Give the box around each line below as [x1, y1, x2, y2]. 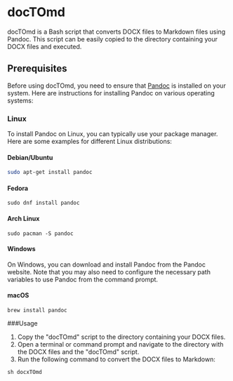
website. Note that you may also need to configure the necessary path [7, 267, 211, 276]
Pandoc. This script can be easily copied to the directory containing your [7, 34, 218, 43]
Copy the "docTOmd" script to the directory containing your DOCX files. [17, 333, 226, 341]
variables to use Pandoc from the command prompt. [7, 275, 159, 283]
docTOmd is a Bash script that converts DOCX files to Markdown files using [7, 27, 226, 36]
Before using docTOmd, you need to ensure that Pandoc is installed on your [7, 81, 226, 90]
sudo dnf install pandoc [7, 199, 80, 207]
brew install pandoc [7, 307, 68, 314]
